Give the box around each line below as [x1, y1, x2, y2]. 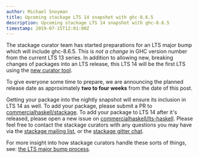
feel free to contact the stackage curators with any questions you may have [6, 121, 192, 128]
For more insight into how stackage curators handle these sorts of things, [6, 139, 187, 146]
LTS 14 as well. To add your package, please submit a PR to [6, 102, 152, 110]
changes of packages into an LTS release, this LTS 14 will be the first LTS [6, 61, 186, 68]
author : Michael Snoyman [6, 8, 68, 15]
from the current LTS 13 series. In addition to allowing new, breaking [6, 54, 173, 61]
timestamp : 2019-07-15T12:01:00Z [6, 25, 90, 31]
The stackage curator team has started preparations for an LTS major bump [6, 42, 192, 49]
